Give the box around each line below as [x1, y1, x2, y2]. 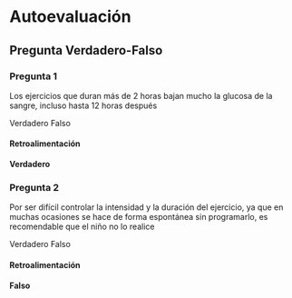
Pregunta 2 [9, 182, 60, 194]
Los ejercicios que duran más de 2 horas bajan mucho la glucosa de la [9, 90, 273, 101]
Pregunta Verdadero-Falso [9, 43, 163, 58]
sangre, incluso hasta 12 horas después [9, 100, 158, 111]
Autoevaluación [9, 6, 131, 27]
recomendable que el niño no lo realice [9, 221, 155, 233]
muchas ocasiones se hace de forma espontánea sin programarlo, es [9, 212, 268, 223]
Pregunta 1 [9, 70, 57, 83]
